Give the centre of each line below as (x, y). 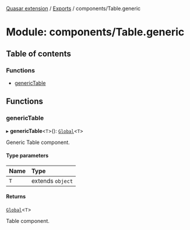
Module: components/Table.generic (95, 32)
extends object (52, 181)
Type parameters (27, 156)
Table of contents (38, 54)
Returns (16, 197)
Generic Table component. (38, 142)
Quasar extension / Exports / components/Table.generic (73, 8)
